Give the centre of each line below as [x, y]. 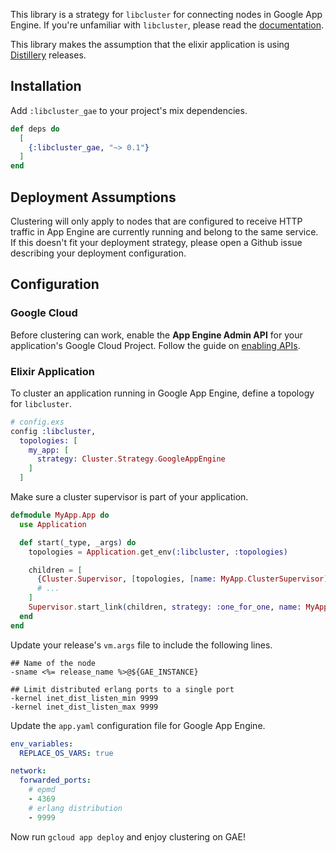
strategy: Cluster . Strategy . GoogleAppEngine [131, 459]
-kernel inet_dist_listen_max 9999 [84, 707]
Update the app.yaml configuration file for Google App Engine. [138, 725]
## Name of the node [53, 663]
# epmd [42, 790]
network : [28, 771]
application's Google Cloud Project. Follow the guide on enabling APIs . [155, 345]
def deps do [35, 129]
